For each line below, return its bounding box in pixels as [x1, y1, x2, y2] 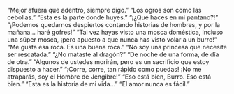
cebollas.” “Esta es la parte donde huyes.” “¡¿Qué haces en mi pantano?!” [7, 13, 219, 22]
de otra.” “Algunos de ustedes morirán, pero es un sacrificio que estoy [7, 58, 210, 65]
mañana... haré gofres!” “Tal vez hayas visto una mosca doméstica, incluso [7, 28, 224, 36]
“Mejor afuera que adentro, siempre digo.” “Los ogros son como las [7, 6, 202, 14]
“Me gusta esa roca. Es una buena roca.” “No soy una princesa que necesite [7, 43, 227, 51]
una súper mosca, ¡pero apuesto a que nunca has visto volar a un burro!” [7, 36, 218, 44]
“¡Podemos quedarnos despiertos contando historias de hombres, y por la [7, 21, 221, 29]
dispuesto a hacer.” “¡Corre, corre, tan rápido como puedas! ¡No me [7, 65, 202, 73]
